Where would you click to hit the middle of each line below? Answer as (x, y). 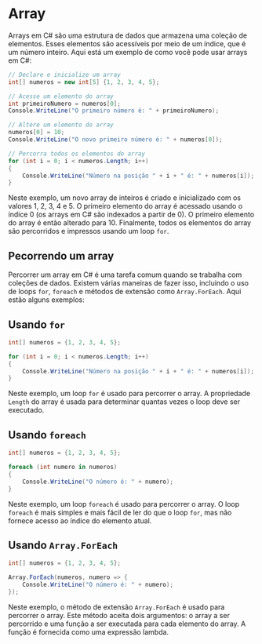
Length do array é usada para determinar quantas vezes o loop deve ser (124, 402)
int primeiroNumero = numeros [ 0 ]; (65, 104)
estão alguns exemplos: (46, 300)
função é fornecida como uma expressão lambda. (89, 631)
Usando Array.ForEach (63, 545)
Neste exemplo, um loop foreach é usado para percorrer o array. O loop (124, 504)
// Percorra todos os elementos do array (77, 154)
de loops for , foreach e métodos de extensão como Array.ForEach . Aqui (125, 292)
